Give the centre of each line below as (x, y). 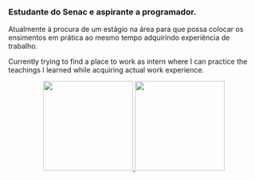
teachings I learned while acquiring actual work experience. (106, 70)
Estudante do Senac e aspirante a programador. (102, 12)
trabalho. (23, 46)
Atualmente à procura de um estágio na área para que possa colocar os (126, 29)
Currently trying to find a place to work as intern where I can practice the (128, 61)
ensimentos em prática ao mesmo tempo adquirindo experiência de (119, 37)
